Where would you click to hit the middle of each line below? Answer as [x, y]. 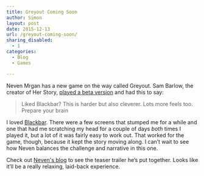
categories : [21, 52]
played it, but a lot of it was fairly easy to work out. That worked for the [95, 135]
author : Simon [24, 18]
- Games [22, 63]
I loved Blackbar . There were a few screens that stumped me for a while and [102, 122]
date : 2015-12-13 [28, 29]
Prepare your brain [45, 110]
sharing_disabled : [30, 40]
